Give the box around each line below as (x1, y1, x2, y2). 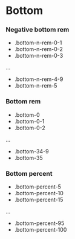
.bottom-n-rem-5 (14, 82, 57, 89)
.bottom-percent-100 (14, 226, 67, 234)
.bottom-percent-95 (14, 220, 65, 227)
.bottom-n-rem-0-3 (14, 52, 64, 60)
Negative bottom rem (5, 26, 70, 34)
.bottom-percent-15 (14, 196, 64, 204)
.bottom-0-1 (14, 117, 45, 125)
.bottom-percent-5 (14, 183, 62, 190)
